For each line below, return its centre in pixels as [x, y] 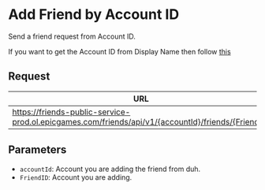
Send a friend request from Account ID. [72, 36]
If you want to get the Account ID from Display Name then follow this [119, 51]
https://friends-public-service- [71, 112]
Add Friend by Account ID [94, 15]
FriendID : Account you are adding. [76, 177]
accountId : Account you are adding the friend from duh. [110, 169]
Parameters [37, 150]
